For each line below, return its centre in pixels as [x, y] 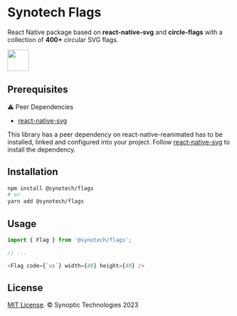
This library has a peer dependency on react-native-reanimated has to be [115, 134]
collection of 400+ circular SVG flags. [63, 39]
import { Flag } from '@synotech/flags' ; [70, 240]
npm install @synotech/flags [51, 188]
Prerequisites [38, 90]
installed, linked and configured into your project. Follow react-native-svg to [118, 142]
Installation [33, 172]
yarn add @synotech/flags [46, 201]
